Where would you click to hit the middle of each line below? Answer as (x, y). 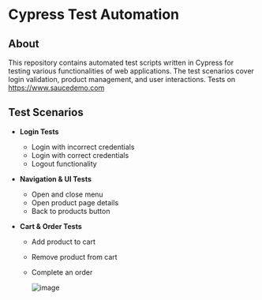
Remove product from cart (74, 257)
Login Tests (39, 131)
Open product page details (75, 202)
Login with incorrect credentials (83, 147)
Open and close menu (67, 194)
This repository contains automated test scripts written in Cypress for (121, 62)
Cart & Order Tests (51, 226)
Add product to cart (64, 242)
